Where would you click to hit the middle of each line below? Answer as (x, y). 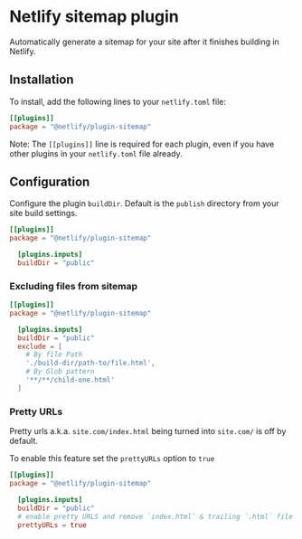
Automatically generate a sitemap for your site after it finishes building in (145, 42)
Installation (42, 80)
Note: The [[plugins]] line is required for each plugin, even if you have (142, 144)
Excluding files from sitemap (74, 286)
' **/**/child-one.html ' (71, 380)
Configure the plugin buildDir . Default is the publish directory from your (144, 203)
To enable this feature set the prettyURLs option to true (112, 459)
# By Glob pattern (60, 372)
